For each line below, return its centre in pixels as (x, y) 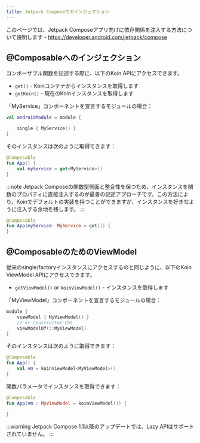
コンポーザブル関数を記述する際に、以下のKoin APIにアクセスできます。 (95, 73)
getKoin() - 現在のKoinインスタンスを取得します (74, 94)
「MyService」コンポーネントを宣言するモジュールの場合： (79, 106)
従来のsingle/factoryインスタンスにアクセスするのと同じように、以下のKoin (99, 267)
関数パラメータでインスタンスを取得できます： (64, 386)
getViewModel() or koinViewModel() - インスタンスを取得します (92, 287)
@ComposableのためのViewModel (72, 251)
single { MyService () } (47, 129)
